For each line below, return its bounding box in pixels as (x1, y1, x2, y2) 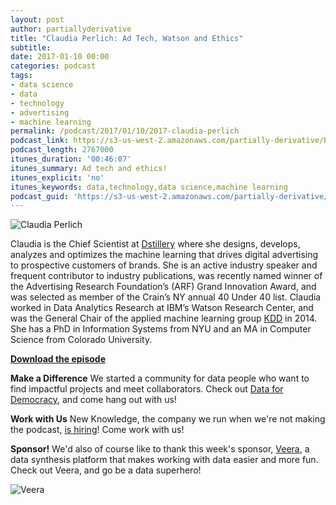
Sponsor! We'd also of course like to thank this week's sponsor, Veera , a (10, 443, 310, 455)
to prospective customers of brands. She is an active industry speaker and (10, 259, 318, 271)
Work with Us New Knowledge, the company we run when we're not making (10, 413, 326, 425)
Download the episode (10, 353, 106, 365)
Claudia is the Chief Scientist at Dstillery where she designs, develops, (10, 238, 301, 250)
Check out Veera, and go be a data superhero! (10, 464, 202, 476)
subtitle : (10, 42, 52, 53)
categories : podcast (10, 61, 97, 71)
